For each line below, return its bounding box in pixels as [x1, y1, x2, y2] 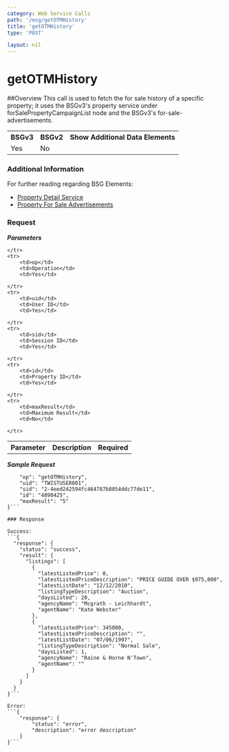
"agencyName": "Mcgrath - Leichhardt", [37, 600, 153, 607]
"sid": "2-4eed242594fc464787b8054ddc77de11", [19, 485, 155, 492]
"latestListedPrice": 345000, [37, 624, 125, 631]
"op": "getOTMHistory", [19, 473, 88, 481]
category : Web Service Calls [7, 10, 91, 17]
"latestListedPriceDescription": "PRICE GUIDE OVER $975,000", [37, 576, 223, 583]
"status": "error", [32, 720, 88, 727]
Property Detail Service [17, 194, 84, 202]
